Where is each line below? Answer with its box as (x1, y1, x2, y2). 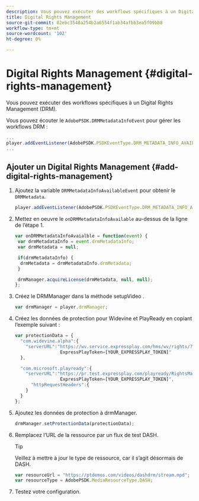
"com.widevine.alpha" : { (20, 338, 79, 344)
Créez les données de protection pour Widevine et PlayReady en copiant (14, 315, 192, 322)
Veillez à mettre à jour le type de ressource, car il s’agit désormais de (14, 454, 184, 461)
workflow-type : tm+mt (6, 25, 60, 31)
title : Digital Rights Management (6, 14, 92, 20)
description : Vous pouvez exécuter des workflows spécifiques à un (6, 8, 176, 15)
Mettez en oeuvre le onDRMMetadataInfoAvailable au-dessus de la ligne (14, 216, 188, 223)
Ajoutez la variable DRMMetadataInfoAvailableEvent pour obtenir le (14, 187, 176, 194)
